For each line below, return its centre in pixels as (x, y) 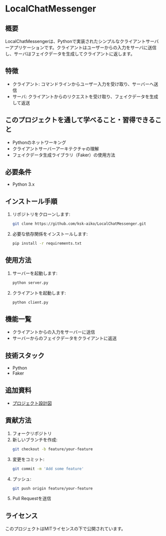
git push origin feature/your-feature (52, 488)
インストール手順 (31, 201)
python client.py (30, 302)
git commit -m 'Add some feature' (48, 469)
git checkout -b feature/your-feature (52, 449)
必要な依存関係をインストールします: (50, 234)
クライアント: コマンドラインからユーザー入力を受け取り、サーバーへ (83, 84)
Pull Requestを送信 (32, 499)
